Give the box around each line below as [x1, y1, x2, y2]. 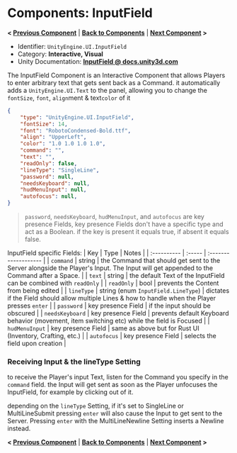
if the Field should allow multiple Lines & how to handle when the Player [7, 294, 216, 303]
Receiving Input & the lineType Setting [7, 357, 141, 367]
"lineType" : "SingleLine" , [20, 167, 100, 174]
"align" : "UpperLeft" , [20, 133, 87, 141]
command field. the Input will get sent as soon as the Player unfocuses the [7, 381, 218, 389]
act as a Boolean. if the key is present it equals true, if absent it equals [24, 228, 229, 236]
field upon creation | [7, 339, 67, 348]
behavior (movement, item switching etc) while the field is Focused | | [7, 317, 210, 325]
